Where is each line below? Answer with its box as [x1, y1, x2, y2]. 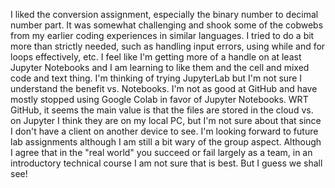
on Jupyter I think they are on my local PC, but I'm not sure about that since [10, 115, 322, 126]
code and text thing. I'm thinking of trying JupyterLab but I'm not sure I [10, 72, 302, 84]
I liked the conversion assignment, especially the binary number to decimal [10, 9, 319, 20]
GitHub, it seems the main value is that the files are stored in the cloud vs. [10, 104, 314, 116]
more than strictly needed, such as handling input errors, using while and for [10, 40, 326, 52]
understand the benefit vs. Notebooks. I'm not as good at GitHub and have [10, 83, 318, 94]
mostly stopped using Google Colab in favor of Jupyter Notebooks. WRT [10, 94, 309, 105]
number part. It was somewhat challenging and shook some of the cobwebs [10, 19, 324, 31]
